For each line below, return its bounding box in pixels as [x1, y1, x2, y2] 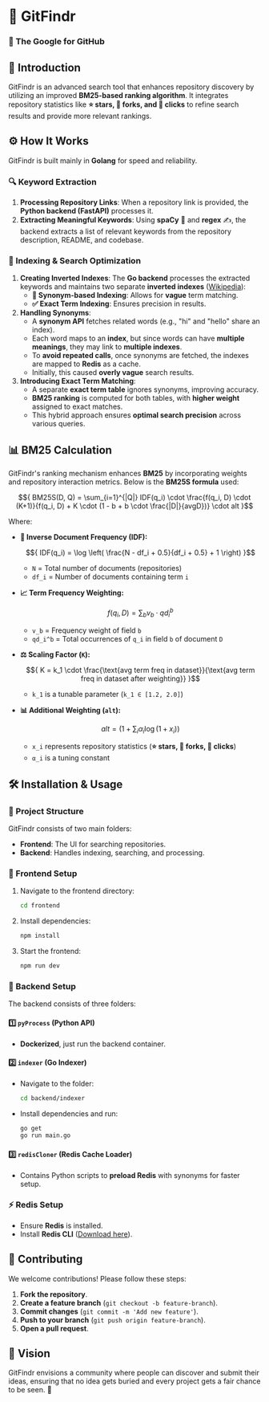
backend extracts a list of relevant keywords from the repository [19, 226, 232, 236]
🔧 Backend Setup [8, 980, 76, 992]
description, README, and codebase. [19, 235, 144, 245]
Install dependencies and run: [19, 1108, 118, 1119]
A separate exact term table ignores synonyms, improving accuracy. [31, 385, 259, 394]
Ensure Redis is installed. [19, 1221, 103, 1230]
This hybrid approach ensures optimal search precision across [31, 410, 242, 420]
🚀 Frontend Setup [8, 868, 78, 878]
